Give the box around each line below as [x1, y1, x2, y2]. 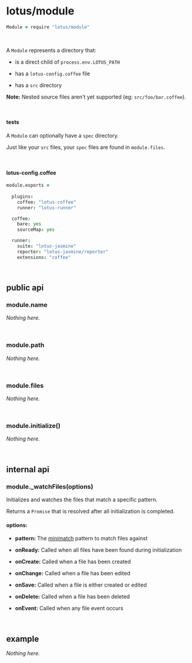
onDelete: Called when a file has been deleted [14, 593, 130, 600]
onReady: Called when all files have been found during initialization [14, 546, 182, 554]
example [6, 634, 40, 644]
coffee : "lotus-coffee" [17, 199, 77, 205]
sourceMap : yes [17, 227, 55, 233]
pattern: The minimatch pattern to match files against [14, 535, 148, 542]
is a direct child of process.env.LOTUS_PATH [14, 58, 120, 66]
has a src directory [14, 81, 62, 88]
